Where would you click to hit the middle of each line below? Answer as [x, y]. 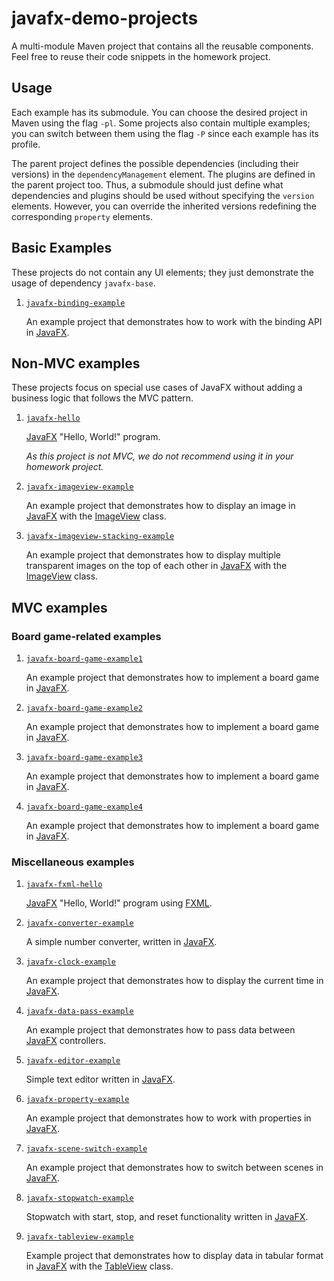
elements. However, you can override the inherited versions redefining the [164, 206]
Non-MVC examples [76, 363]
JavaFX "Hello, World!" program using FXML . [119, 903]
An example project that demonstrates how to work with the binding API [174, 321]
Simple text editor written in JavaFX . [100, 1079]
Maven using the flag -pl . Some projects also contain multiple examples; [161, 123]
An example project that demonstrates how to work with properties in [168, 1118]
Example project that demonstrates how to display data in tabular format [174, 1256]
